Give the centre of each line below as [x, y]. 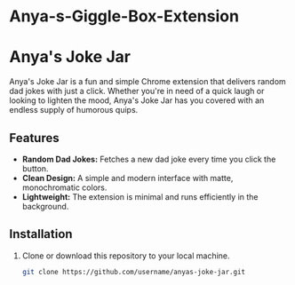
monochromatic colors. [64, 187]
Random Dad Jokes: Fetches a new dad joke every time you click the [149, 159]
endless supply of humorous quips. [74, 110]
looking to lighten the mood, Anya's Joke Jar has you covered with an [137, 100]
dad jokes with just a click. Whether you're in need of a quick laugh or [137, 91]
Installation [41, 234]
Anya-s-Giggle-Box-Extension [124, 16]
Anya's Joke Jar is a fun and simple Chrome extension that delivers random [147, 82]
